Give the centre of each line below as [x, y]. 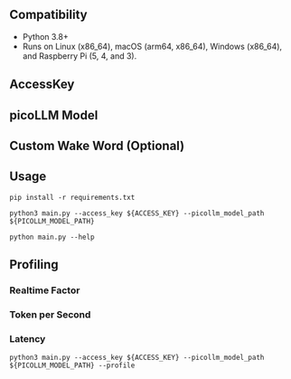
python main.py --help [52, 237]
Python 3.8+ [46, 36]
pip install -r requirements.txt [72, 197]
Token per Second [50, 315]
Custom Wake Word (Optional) [97, 145]
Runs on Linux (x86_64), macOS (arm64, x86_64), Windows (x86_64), [152, 46]
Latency [28, 338]
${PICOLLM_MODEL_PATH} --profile [72, 365]
